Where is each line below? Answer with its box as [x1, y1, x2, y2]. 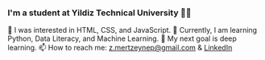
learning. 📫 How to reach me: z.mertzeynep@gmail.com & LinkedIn [7, 43, 233, 53]
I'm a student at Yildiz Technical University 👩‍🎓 [7, 7, 192, 18]
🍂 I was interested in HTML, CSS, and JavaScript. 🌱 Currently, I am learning [7, 26, 258, 35]
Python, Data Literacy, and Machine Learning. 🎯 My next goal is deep [7, 34, 237, 43]
